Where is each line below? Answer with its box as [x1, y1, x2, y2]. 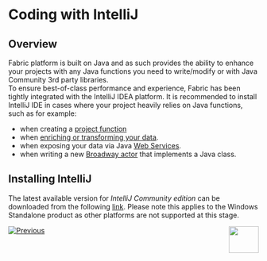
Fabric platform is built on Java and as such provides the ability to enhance [8, 58, 254, 67]
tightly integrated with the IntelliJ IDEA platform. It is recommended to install [8, 92, 257, 101]
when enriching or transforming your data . [19, 132, 159, 142]
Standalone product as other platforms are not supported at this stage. [8, 210, 240, 220]
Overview [8, 37, 58, 51]
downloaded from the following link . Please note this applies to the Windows [8, 202, 258, 211]
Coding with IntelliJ [8, 6, 139, 24]
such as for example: [8, 109, 77, 118]
